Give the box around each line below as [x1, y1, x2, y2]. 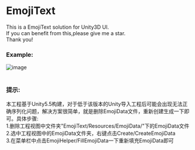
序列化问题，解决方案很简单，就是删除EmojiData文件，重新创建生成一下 [11, 107, 184, 115]
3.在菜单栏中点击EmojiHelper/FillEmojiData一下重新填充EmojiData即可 [6, 137, 174, 144]
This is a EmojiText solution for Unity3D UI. [6, 23, 110, 30]
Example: [6, 50, 33, 59]
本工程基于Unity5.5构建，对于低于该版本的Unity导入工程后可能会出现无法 [6, 100, 183, 107]
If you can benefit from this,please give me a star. [6, 29, 126, 36]
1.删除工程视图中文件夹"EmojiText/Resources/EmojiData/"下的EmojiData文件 [6, 122, 190, 129]
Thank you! [6, 36, 33, 43]
